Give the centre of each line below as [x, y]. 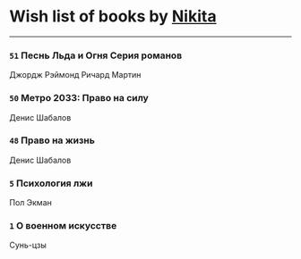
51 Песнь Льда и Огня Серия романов [96, 55]
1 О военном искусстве [63, 226]
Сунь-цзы [28, 245]
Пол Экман [30, 203]
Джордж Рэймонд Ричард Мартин [75, 75]
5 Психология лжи [51, 183]
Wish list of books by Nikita [113, 17]
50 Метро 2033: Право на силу [79, 98]
